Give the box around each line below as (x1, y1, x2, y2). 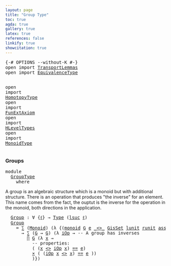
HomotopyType (5, 94, 38, 100)
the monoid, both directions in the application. (5, 204, 102, 210)
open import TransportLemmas (5, 64, 78, 70)
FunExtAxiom (5, 110, 35, 115)
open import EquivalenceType (5, 69, 78, 75)
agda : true (5, 21, 28, 27)
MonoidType (5, 140, 33, 146)
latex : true (5, 31, 31, 36)
